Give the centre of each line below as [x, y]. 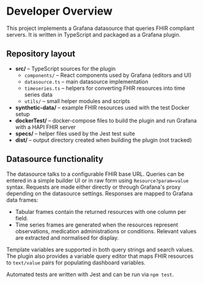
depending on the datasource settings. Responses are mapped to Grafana [100, 193]
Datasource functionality [55, 159]
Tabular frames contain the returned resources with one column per [101, 211]
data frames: [22, 200]
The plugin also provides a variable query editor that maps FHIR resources [100, 256]
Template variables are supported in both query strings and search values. [100, 249]
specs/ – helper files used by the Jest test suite [75, 133]
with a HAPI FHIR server [46, 127]
